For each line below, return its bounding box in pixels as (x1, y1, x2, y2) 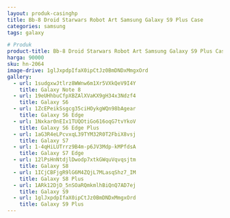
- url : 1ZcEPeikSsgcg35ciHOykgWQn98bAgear (13, 106, 136, 112)
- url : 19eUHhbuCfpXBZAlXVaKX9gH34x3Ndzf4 (13, 93, 136, 99)
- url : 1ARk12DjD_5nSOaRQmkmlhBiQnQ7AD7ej (13, 182, 136, 189)
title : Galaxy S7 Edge (19, 150, 84, 157)
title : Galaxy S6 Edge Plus (19, 124, 99, 131)
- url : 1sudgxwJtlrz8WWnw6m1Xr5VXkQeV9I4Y (13, 80, 136, 86)
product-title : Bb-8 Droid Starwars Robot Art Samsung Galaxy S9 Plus (7, 48, 213, 55)
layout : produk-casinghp (7, 10, 78, 17)
